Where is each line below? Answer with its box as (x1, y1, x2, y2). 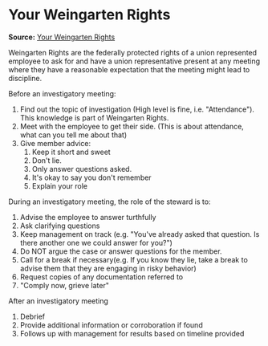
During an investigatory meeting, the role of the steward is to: (8, 197, 211, 206)
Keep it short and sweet (31, 147, 111, 157)
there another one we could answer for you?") (19, 238, 173, 247)
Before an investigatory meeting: (8, 88, 116, 98)
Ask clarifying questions (19, 221, 100, 230)
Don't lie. (31, 155, 63, 165)
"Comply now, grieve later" (19, 280, 110, 290)
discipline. (8, 73, 43, 83)
